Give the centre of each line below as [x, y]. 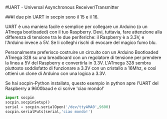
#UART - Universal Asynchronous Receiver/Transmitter [62, 7]
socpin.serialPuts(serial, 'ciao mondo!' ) [49, 111]
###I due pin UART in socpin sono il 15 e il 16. [52, 17]
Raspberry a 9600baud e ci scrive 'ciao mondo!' [55, 88]
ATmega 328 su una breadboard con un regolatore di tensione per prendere [83, 57]
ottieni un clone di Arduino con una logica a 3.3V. [56, 73]
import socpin [20, 97]
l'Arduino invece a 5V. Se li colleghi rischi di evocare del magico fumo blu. [81, 42]
